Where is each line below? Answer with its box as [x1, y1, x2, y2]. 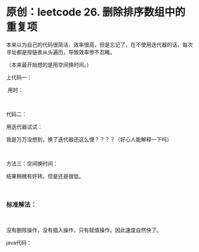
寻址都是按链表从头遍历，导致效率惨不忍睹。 [6, 48, 115, 55]
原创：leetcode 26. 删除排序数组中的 [6, 5, 185, 19]
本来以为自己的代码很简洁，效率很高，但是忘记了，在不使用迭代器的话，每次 [6, 41, 193, 48]
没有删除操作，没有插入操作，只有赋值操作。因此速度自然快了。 [6, 226, 162, 234]
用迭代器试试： [6, 123, 43, 130]
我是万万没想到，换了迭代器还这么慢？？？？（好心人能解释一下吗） [6, 136, 172, 143]
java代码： [6, 239, 32, 247]
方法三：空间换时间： [6, 160, 58, 167]
